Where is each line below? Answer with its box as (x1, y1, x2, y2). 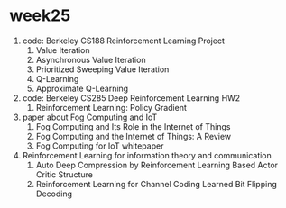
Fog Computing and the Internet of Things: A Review (35, 131, 232, 141)
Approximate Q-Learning (35, 83, 129, 94)
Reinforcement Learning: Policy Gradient (35, 102, 187, 113)
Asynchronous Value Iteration (35, 54, 146, 65)
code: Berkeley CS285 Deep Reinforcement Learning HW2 (22, 92, 241, 104)
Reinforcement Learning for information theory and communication (22, 149, 272, 160)
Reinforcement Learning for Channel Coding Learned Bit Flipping (35, 178, 277, 189)
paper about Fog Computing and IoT (22, 112, 158, 122)
